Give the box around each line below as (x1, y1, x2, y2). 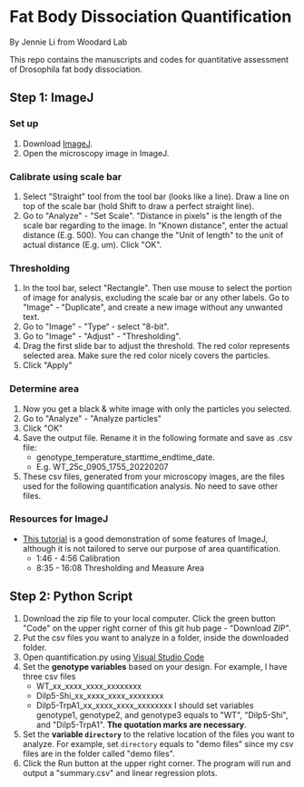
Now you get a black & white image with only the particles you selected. (22, 403, 292, 414)
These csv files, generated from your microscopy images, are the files (22, 471, 286, 482)
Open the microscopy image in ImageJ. (22, 147, 170, 158)
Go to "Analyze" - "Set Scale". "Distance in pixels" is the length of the (22, 210, 283, 221)
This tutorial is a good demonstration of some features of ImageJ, (22, 533, 268, 544)
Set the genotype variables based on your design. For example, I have (22, 661, 288, 672)
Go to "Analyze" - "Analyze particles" (22, 413, 162, 423)
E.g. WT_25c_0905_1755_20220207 (35, 461, 169, 472)
